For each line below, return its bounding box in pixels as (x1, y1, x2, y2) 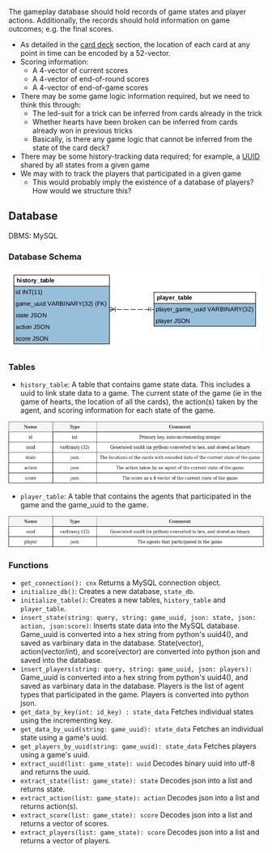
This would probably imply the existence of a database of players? (32, 177, 254, 187)
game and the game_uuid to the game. (19, 499, 149, 509)
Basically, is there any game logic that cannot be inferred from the (32, 134, 253, 144)
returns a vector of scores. (19, 819, 109, 829)
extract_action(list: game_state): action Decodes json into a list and (19, 793, 260, 803)
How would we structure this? (32, 186, 132, 195)
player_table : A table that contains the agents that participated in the (19, 491, 252, 501)
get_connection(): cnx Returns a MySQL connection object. (19, 578, 221, 588)
